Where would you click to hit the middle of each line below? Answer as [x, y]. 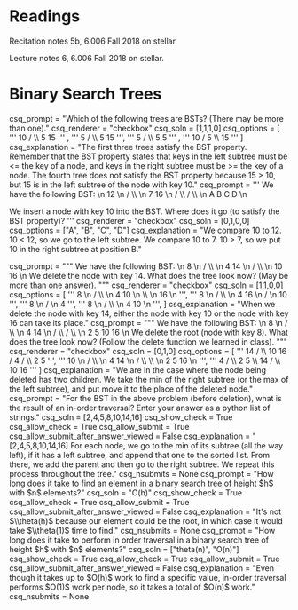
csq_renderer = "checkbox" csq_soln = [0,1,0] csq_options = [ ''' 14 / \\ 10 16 [148, 351]
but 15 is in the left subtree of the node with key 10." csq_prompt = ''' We [141, 185]
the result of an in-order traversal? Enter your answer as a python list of [140, 408]
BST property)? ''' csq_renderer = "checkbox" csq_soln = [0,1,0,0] [129, 220]
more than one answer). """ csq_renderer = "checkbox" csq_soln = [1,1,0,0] [146, 285]
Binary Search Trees [86, 94]
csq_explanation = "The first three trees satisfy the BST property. [128, 147]
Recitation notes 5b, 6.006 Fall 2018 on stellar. [93, 41]
